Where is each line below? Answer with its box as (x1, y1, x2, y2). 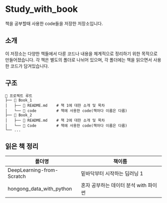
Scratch (7, 173, 26, 180)
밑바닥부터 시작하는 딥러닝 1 (81, 170, 143, 177)
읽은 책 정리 (5, 142, 39, 150)
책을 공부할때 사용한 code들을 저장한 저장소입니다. (5, 20, 103, 26)
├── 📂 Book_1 (5, 98, 32, 103)
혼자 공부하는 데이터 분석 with (81, 182, 147, 189)
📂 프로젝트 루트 (5, 93, 33, 98)
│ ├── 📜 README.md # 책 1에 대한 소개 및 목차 (5, 103, 105, 108)
